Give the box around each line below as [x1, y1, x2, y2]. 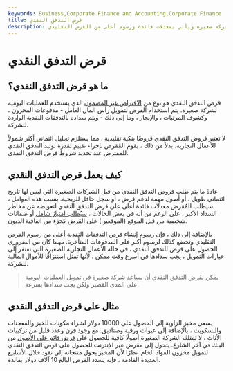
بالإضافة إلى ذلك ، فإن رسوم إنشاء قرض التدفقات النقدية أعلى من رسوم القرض [8, 230, 213, 239]
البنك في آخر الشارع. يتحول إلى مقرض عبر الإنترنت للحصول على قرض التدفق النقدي [8, 341, 225, 349]
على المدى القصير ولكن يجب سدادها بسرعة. [24, 280, 139, 289]
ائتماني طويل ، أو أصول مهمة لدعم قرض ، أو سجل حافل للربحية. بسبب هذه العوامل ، [8, 194, 225, 203]
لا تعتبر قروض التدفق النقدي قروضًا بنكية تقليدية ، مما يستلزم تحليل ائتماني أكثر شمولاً [8, 134, 226, 143]
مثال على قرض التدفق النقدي [8, 300, 120, 312]
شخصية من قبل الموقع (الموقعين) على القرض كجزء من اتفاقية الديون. [8, 217, 187, 225]
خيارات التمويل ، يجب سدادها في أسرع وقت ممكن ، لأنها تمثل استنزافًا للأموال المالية [8, 252, 225, 260]
